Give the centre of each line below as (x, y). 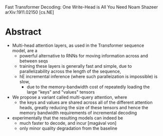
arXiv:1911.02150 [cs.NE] (30, 12)
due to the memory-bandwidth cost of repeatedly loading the (88, 87)
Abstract (23, 32)
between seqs (34, 61)
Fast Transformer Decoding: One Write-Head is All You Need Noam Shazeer (81, 7)
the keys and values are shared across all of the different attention (86, 102)
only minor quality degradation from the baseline (68, 128)
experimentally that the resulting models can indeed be (68, 118)
